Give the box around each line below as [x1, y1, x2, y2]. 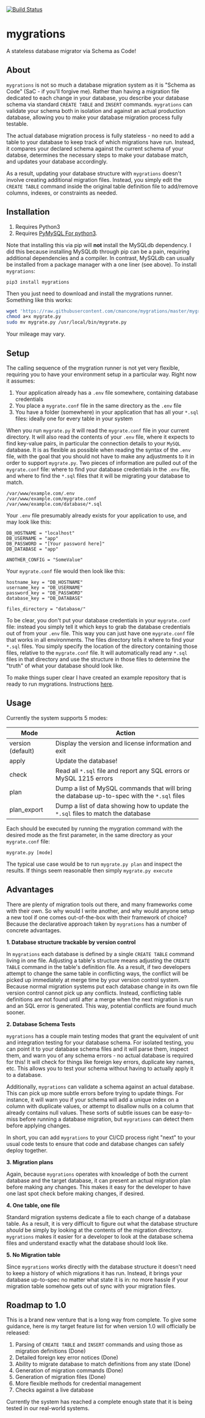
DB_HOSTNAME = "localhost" [6, 530, 75, 536]
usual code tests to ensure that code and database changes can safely [6, 1140, 185, 1147]
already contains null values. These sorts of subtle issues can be [6, 1109, 169, 1116]
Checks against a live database [15, 1386, 94, 1394]
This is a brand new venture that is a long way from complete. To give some [6, 1316, 197, 1323]
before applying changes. [6, 1121, 71, 1129]
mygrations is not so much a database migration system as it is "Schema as [6, 81, 196, 88]
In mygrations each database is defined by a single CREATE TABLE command [6, 950, 195, 957]
